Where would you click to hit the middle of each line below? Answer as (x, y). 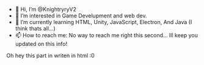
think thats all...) (35, 28)
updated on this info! (41, 44)
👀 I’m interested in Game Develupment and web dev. (81, 16)
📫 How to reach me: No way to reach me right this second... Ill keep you (107, 35)
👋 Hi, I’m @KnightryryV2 (46, 9)
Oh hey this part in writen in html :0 (50, 55)
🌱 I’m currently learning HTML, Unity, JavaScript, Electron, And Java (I (104, 22)
